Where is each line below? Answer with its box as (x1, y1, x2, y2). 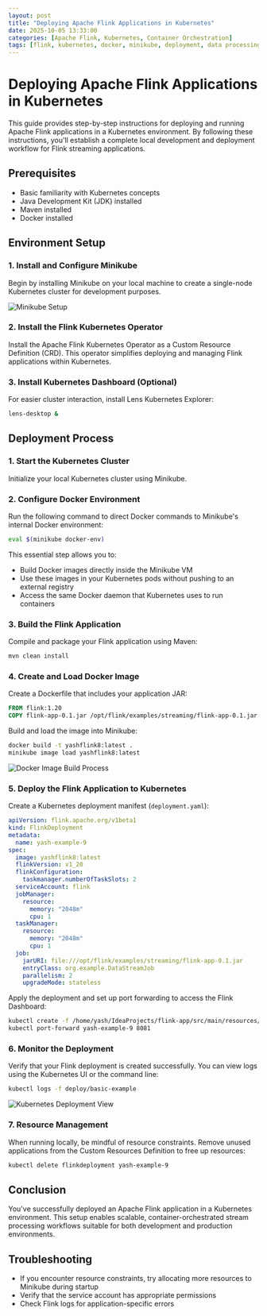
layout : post (8, 11, 52, 20)
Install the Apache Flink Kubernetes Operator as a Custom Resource (8, 339, 231, 349)
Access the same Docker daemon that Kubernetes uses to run (19, 590, 224, 600)
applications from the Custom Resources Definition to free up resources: (8, 1145, 246, 1156)
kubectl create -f (8, 1017, 69, 1025)
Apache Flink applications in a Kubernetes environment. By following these (8, 127, 253, 137)
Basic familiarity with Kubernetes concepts (19, 187, 161, 197)
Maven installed (19, 204, 72, 214)
